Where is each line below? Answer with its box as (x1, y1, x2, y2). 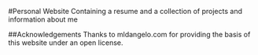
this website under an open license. (8, 38, 123, 47)
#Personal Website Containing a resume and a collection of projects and (8, 7, 242, 15)
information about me (8, 15, 79, 24)
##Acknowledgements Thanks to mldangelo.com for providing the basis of (8, 30, 251, 39)
